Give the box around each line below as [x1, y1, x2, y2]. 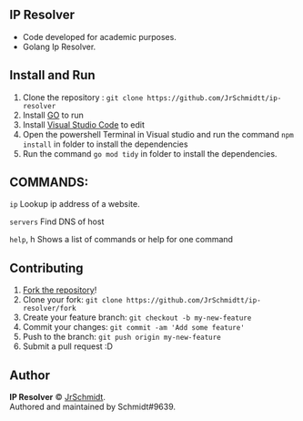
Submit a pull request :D [22, 341, 114, 352]
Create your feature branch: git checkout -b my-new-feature [22, 312, 252, 323]
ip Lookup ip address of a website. [9, 199, 140, 210]
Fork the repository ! [22, 284, 97, 295]
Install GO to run [22, 109, 85, 120]
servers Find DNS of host [9, 216, 105, 227]
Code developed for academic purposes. [22, 31, 177, 42]
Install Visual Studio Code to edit [22, 118, 146, 130]
